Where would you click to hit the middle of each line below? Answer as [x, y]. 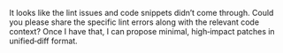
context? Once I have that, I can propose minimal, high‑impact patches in [142, 31]
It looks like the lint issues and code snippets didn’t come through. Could [141, 13]
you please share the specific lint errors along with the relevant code [134, 22]
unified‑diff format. [43, 41]
